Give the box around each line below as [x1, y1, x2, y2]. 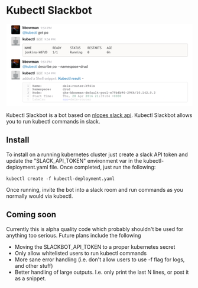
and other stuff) [14, 262, 53, 269]
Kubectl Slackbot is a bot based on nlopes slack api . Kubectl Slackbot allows [6, 111, 193, 119]
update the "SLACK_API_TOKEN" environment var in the [6, 157, 142, 164]
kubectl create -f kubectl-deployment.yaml [6, 176, 115, 182]
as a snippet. [14, 274, 46, 282]
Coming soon [6, 210, 57, 220]
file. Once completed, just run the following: [49, 163, 156, 170]
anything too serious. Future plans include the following [6, 232, 141, 239]
